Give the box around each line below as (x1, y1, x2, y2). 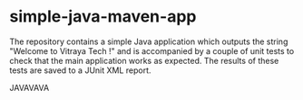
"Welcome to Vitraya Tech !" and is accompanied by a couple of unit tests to (9, 45, 295, 56)
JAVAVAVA (9, 82, 50, 93)
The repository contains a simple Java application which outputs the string (9, 36, 288, 47)
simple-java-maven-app (9, 6, 197, 27)
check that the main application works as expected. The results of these (9, 55, 279, 66)
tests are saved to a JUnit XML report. (9, 65, 151, 76)
